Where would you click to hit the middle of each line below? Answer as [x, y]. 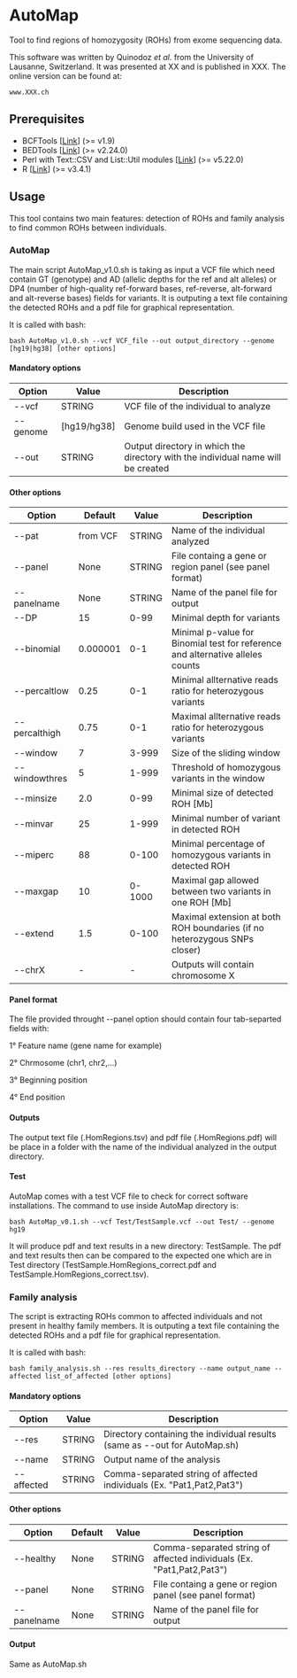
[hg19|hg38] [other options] [63, 348]
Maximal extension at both [226, 917]
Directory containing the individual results [190, 1434]
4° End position [37, 1097]
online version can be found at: [65, 75]
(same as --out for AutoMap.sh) [171, 1445]
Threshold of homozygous [226, 767]
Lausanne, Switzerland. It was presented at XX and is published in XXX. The [148, 66]
